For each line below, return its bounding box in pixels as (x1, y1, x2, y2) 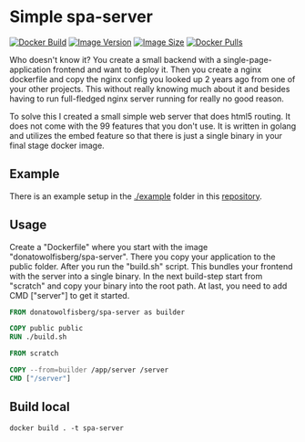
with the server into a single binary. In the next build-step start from (9, 270, 263, 281)
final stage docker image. (9, 140, 105, 151)
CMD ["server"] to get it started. (9, 289, 130, 300)
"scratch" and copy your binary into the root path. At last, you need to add (9, 280, 288, 291)
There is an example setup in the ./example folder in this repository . (9, 190, 262, 202)
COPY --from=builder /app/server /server (9, 365, 169, 375)
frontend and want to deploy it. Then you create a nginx (53, 64, 262, 75)
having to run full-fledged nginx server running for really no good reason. (9, 93, 285, 104)
